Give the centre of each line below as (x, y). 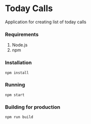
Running (15, 85)
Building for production (33, 107)
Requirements (22, 34)
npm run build (19, 117)
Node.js (20, 45)
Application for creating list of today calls (46, 22)
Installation (19, 62)
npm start (15, 95)
